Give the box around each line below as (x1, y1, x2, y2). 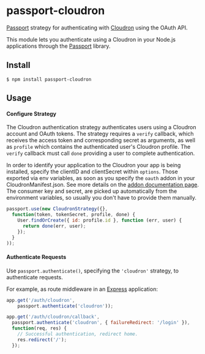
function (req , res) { (12, 325, 67, 331)
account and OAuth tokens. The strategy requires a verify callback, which (6, 130, 194, 138)
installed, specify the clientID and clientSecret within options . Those (6, 168, 179, 175)
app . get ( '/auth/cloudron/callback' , (6, 314, 100, 320)
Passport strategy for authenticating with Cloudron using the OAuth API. (6, 24, 188, 31)
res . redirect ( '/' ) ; (17, 336, 67, 343)
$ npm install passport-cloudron (6, 76, 92, 83)
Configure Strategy (6, 110, 57, 117)
